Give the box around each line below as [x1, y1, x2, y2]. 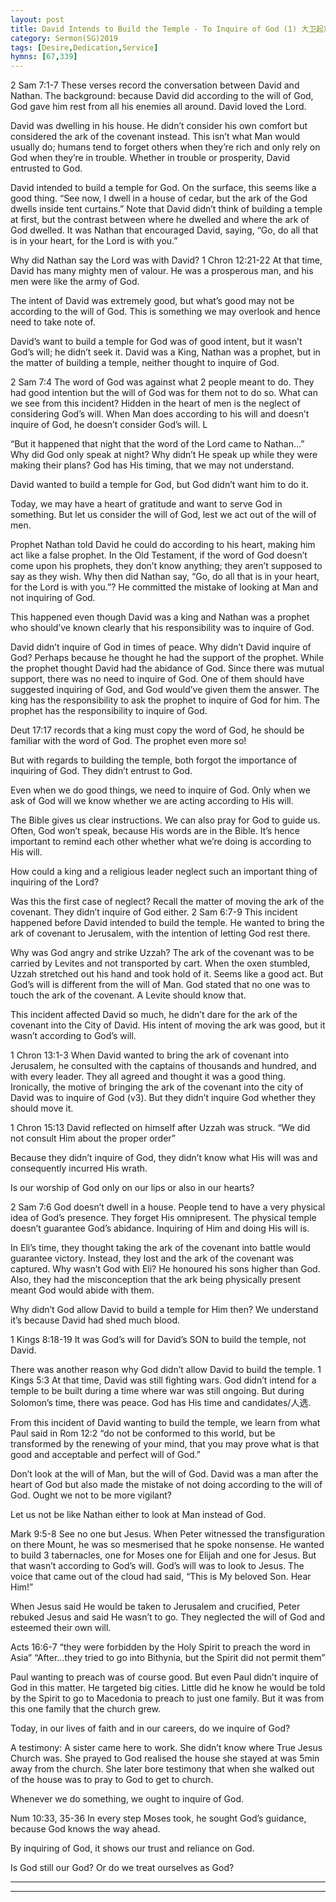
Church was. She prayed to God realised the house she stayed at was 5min [10, 1752, 320, 1765]
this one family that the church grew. [10, 1703, 162, 1715]
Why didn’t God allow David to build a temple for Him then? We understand [10, 1304, 319, 1316]
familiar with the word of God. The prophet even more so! [10, 735, 247, 747]
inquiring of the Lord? [10, 876, 100, 888]
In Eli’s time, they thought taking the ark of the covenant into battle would [10, 1242, 311, 1254]
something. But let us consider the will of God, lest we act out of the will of [10, 509, 317, 521]
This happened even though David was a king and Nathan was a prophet [10, 611, 310, 623]
